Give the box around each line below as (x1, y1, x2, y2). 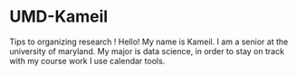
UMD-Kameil (9, 6, 109, 27)
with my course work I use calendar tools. (9, 55, 166, 66)
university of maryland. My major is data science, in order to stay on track (9, 45, 285, 56)
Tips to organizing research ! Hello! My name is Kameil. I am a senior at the (9, 36, 289, 47)
